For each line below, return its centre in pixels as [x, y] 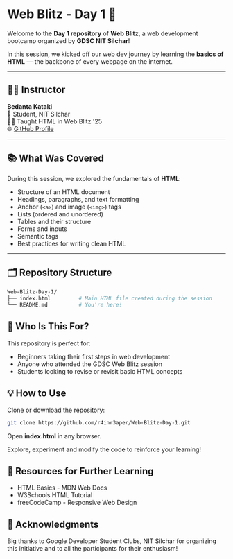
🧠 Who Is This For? [48, 326]
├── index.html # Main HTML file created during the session [110, 299]
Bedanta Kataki [30, 106]
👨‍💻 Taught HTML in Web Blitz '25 [55, 121]
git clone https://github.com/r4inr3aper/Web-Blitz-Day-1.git [99, 422]
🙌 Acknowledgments [53, 524]
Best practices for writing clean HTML [71, 243]
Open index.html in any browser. [54, 436]
